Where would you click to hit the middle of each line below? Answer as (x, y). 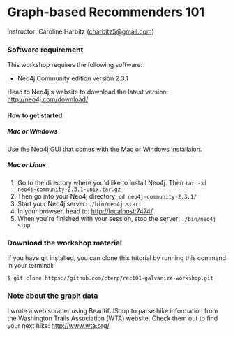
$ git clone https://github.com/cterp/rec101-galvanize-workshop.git (111, 278)
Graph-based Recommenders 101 (106, 12)
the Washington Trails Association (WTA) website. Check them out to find (113, 318)
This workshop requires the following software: (75, 65)
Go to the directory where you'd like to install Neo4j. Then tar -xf (112, 182)
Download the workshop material (65, 243)
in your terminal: (31, 266)
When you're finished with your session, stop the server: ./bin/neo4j (116, 218)
